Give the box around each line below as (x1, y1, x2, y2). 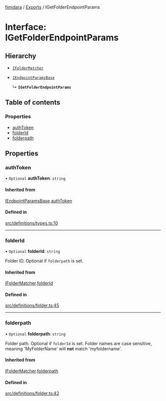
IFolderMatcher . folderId (5, 280, 53, 286)
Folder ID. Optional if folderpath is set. (5, 258, 83, 264)
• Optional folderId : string (5, 249, 60, 254)
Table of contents (5, 99, 60, 107)
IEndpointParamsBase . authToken (5, 198, 73, 203)
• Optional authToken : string (5, 175, 66, 181)
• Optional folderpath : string (5, 331, 66, 337)
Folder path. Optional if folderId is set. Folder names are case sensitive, (5, 340, 152, 346)
